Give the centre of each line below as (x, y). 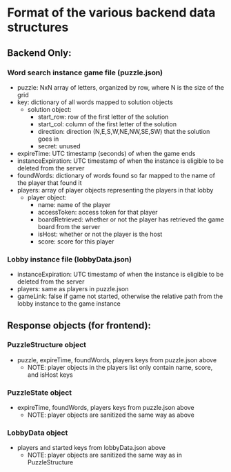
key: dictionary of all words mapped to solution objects (95, 102)
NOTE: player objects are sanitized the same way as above (111, 415)
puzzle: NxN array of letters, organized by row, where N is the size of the (120, 87)
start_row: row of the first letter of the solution (103, 117)
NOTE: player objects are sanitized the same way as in (105, 455)
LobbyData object (38, 433)
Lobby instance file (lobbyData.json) (70, 259)
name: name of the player (74, 204)
